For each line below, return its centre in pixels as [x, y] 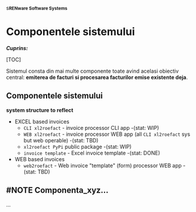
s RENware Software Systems [37, 8]
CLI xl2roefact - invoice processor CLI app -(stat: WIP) [91, 128]
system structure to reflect [40, 110]
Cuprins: [17, 48]
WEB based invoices [40, 159]
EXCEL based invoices [42, 121]
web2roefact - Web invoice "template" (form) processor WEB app [102, 165]
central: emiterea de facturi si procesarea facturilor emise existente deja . [97, 77]
